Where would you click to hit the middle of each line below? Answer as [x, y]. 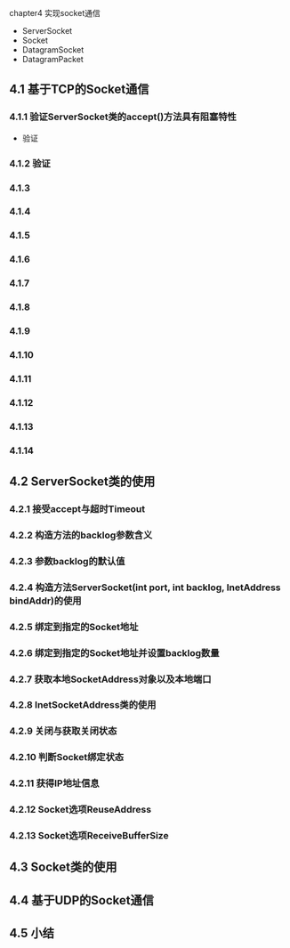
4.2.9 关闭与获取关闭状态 [63, 731]
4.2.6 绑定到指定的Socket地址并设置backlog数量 [114, 652]
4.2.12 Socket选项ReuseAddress [81, 810]
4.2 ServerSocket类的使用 [82, 482]
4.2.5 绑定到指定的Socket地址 [74, 627]
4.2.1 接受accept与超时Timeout [77, 508]
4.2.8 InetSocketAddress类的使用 [83, 705]
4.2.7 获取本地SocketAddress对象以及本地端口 [110, 679]
